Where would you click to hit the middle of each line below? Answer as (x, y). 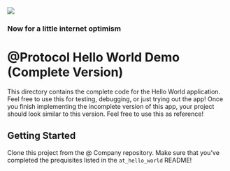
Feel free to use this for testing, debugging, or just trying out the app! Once (115, 99)
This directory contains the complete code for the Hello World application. (114, 91)
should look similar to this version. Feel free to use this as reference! (106, 114)
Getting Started (42, 136)
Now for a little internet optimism (64, 29)
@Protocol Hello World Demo (94, 58)
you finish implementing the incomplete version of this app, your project (111, 106)
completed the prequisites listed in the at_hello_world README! (100, 160)
